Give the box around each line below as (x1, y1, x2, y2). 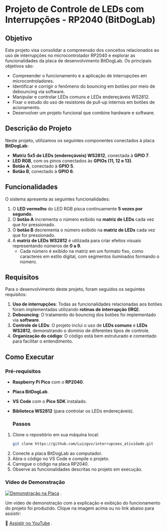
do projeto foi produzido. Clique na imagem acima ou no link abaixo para (5, 505, 155, 511)
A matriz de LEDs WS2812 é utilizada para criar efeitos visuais (12, 237, 141, 243)
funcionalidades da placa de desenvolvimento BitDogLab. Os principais (5, 58, 152, 63)
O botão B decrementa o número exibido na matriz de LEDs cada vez (12, 227, 156, 233)
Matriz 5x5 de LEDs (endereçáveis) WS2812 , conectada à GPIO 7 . (12, 152, 150, 158)
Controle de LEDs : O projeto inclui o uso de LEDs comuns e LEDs (12, 323, 148, 329)
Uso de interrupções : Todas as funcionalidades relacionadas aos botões (12, 301, 163, 307)
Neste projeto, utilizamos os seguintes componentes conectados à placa (5, 137, 155, 143)
